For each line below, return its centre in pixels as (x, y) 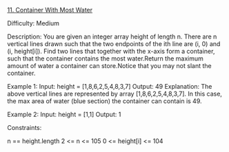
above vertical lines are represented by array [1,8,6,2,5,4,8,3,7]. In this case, (115, 94)
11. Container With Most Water (50, 10)
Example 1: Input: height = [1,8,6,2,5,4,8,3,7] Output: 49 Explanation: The (110, 86)
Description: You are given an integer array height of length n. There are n (112, 36)
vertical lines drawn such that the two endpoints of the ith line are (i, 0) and (114, 44)
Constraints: (24, 128)
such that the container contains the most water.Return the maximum (105, 58)
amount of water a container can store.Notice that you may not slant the (109, 66)
